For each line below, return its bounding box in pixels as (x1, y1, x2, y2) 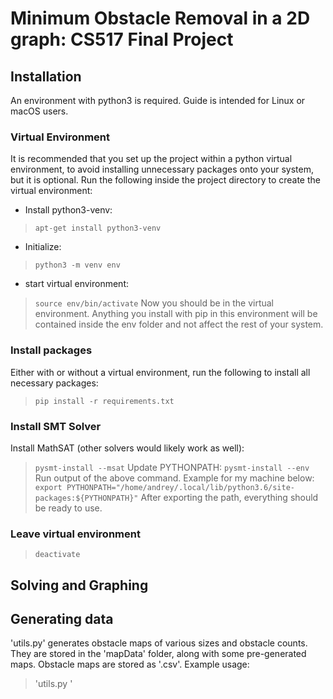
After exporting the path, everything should (140, 491, 319, 503)
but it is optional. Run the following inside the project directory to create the (10, 174, 321, 186)
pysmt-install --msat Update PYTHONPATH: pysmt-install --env (34, 461, 310, 473)
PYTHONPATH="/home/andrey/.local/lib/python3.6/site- (66, 482, 296, 492)
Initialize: (24, 241, 62, 253)
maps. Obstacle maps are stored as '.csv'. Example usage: (10, 658, 250, 671)
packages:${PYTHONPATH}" (34, 493, 139, 503)
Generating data (10, 610, 114, 627)
